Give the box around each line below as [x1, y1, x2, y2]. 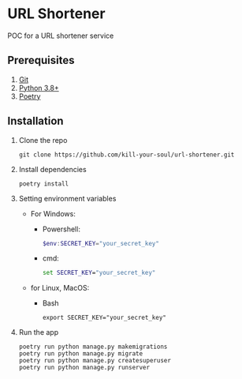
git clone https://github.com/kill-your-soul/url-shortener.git [18, 151, 235, 159]
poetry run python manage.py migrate [18, 350, 143, 358]
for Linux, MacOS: [30, 283, 90, 293]
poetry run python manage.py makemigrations [18, 343, 168, 351]
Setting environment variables [18, 193, 117, 203]
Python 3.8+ [18, 83, 60, 92]
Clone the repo [18, 135, 68, 144]
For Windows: [30, 208, 76, 218]
